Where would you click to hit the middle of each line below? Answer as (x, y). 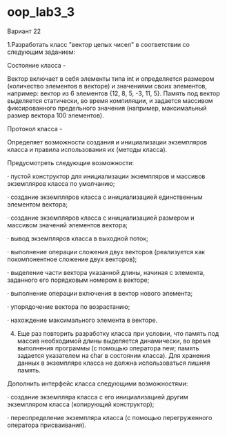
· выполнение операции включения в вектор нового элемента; (100, 293)
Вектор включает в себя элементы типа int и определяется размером (111, 78)
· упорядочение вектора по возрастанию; (69, 306)
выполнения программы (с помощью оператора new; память (108, 348)
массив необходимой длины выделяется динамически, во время (114, 341)
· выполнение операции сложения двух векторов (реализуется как (106, 252)
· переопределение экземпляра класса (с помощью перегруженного (110, 417)
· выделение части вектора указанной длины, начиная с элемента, (106, 272)
